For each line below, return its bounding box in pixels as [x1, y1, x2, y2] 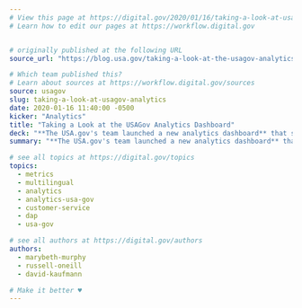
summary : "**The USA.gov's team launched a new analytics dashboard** [9, 136, 280, 146]
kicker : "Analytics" [9, 111, 87, 121]
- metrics [17, 170, 54, 179]
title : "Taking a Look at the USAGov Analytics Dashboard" [9, 120, 235, 129]
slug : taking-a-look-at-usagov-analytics [9, 95, 167, 104]
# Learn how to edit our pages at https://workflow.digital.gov [9, 22, 255, 31]
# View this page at [9, 13, 87, 22]
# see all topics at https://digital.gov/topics [9, 154, 195, 163]
